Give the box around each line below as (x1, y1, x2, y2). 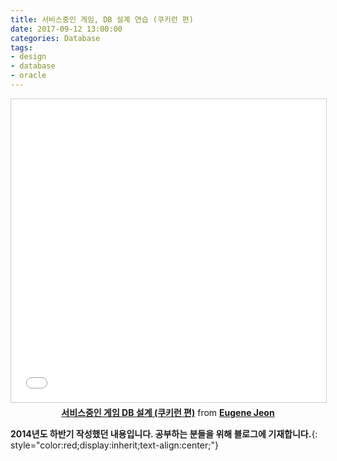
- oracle (10, 71, 47, 81)
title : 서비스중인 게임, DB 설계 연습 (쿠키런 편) (10, 14, 194, 25)
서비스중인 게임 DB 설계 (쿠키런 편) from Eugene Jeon (61, 406, 275, 418)
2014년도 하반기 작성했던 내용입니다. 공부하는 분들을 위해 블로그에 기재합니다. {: (10, 427, 318, 440)
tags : (10, 42, 33, 53)
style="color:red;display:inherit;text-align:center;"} (10, 439, 219, 451)
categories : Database (10, 33, 101, 43)
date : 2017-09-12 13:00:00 (10, 24, 123, 34)
